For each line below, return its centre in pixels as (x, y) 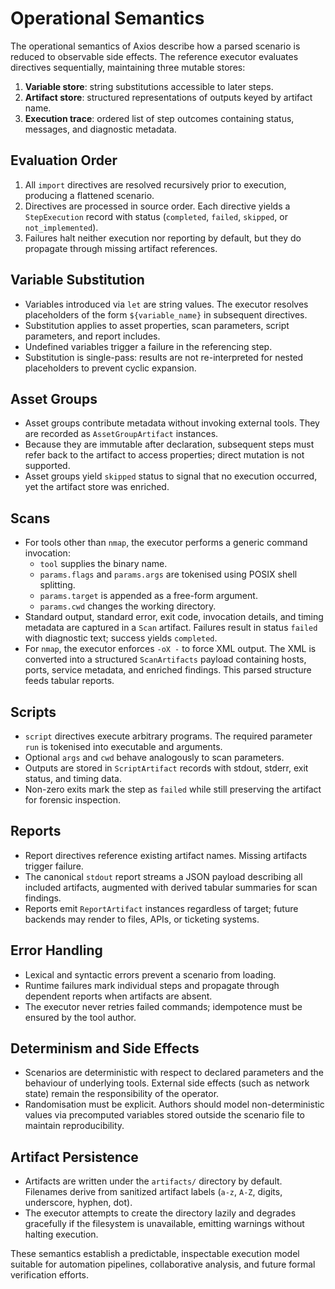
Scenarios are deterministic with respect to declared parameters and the (174, 1073)
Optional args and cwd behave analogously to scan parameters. (154, 757)
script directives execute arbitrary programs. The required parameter (168, 736)
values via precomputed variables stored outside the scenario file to (165, 1115)
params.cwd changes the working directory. (128, 606)
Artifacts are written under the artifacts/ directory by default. (153, 1181)
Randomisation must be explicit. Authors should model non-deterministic (174, 1104)
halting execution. (61, 1234)
